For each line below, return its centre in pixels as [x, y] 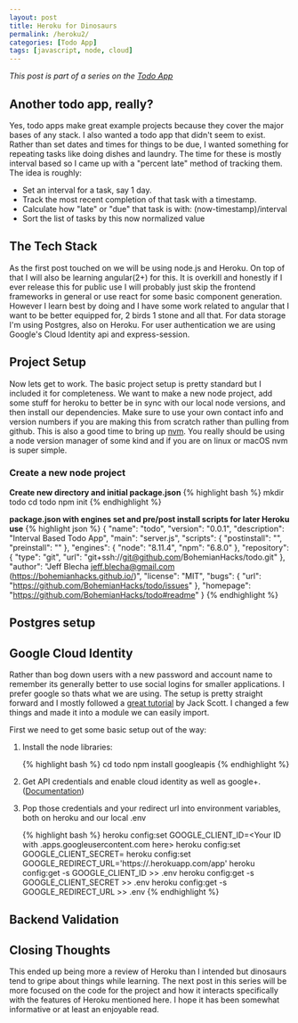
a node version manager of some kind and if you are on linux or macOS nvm [149, 440]
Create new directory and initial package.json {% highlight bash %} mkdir [147, 492]
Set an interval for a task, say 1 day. [87, 190]
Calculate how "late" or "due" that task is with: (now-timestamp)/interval [154, 209]
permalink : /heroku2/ [49, 34]
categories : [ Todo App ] [53, 42]
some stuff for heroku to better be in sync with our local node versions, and [148, 403]
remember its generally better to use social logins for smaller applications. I [147, 684]
